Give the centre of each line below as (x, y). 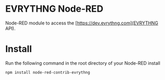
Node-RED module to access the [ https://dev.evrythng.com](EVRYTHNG (82, 23)
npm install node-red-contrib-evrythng (48, 72)
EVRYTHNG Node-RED (54, 9)
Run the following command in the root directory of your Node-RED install (83, 63)
